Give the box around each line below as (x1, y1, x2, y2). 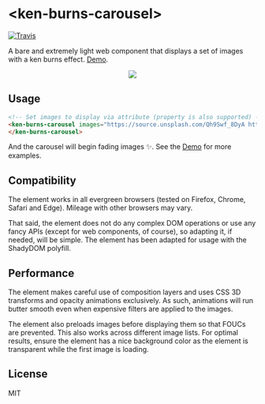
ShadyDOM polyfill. (8, 244, 71, 253)
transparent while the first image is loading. (8, 345, 149, 353)
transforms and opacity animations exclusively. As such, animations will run (8, 296, 254, 305)
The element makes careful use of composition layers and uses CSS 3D (8, 287, 241, 297)
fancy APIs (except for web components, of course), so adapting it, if (8, 226, 233, 237)
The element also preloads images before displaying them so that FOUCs (8, 320, 246, 328)
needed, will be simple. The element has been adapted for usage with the (8, 235, 247, 245)
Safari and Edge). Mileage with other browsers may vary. (8, 203, 193, 213)
